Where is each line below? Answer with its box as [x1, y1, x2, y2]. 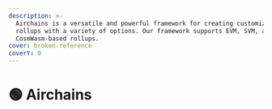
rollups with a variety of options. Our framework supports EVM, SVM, [15, 27, 259, 35]
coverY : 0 [8, 49, 42, 57]
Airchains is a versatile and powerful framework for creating [15, 19, 233, 27]
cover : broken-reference [8, 42, 92, 50]
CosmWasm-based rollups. [15, 34, 100, 43]
